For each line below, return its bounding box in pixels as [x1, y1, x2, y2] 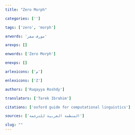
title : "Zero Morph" [5, 7, 48, 12]
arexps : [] [5, 43, 27, 48]
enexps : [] [5, 60, 27, 65]
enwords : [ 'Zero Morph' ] [5, 52, 56, 56]
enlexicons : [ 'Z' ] [5, 78, 43, 83]
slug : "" [5, 122, 23, 128]
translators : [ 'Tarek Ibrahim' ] [5, 96, 71, 101]
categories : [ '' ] [5, 16, 41, 21]
